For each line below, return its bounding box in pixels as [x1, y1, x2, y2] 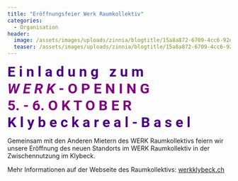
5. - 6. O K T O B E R [7, 97, 132, 114]
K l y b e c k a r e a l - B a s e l [7, 114, 191, 131]
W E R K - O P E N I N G [7, 79, 150, 97]
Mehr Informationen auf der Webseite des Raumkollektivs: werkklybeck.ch [7, 165, 225, 174]
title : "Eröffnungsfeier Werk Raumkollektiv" [7, 10, 144, 18]
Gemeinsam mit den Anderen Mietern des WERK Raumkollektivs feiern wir [7, 136, 224, 145]
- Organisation [13, 23, 59, 31]
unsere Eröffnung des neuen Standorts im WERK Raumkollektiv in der [7, 144, 210, 153]
